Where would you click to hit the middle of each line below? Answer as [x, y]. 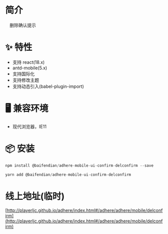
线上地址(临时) [35, 196]
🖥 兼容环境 [27, 109]
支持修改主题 [26, 80]
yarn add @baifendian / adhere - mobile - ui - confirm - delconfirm [68, 174]
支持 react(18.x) [29, 62]
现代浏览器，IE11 [29, 127]
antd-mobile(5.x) [30, 68]
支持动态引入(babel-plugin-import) [48, 86]
